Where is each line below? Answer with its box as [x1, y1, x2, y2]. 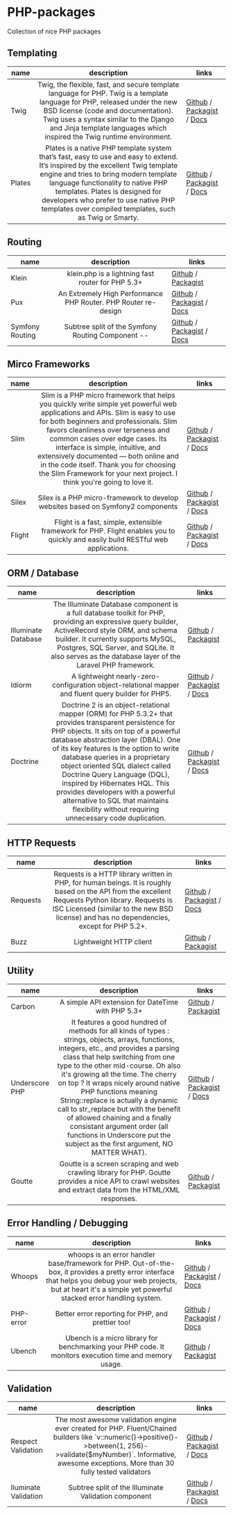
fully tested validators [80, 1467, 151, 1477]
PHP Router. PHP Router [64, 297, 144, 307]
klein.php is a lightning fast [67, 268, 155, 278]
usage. [100, 1359, 123, 1369]
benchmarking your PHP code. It [58, 1342, 165, 1351]
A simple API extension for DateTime [60, 997, 179, 1007]
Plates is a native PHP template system [44, 143, 172, 153]
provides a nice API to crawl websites [58, 1176, 180, 1186]
